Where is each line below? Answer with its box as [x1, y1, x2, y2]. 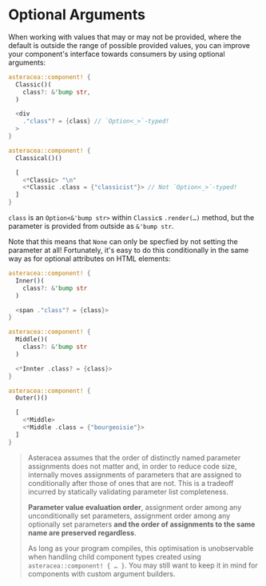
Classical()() [15, 154, 62, 162]
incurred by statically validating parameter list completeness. [27, 487, 229, 496]
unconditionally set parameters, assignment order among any [27, 511, 231, 520]
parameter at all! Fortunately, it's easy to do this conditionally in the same [8, 246, 249, 255]
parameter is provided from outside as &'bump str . [8, 222, 174, 231]
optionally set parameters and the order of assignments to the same [27, 519, 256, 529]
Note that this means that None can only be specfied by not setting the [8, 237, 238, 247]
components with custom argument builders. [27, 568, 176, 578]
